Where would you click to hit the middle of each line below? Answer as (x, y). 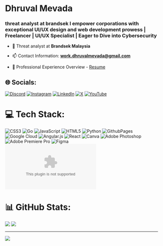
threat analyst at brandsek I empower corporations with (72, 24)
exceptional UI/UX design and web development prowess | (75, 30)
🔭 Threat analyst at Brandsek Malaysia (51, 46)
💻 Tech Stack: (35, 115)
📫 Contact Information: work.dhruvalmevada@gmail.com (71, 56)
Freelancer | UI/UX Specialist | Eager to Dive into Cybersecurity (81, 36)
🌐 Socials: (21, 82)
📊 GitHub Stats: (38, 208)
